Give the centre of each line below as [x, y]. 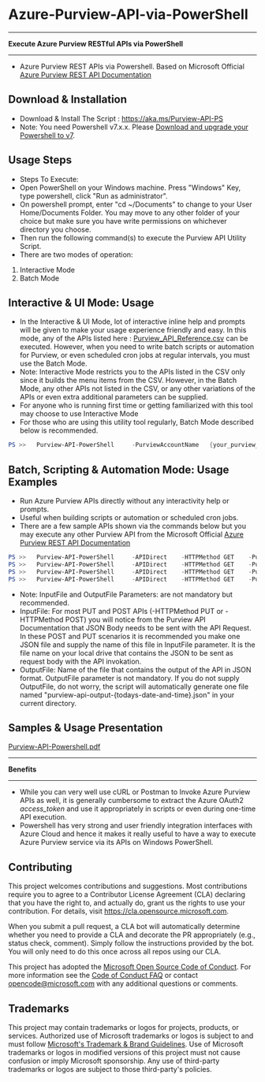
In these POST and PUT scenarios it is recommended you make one [130, 636]
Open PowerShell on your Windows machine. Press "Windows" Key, [130, 188]
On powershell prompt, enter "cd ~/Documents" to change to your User [136, 204]
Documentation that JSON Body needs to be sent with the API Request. [135, 627]
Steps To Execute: [49, 179]
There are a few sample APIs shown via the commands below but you [133, 526]
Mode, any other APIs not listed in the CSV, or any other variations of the [137, 389]
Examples [33, 482]
